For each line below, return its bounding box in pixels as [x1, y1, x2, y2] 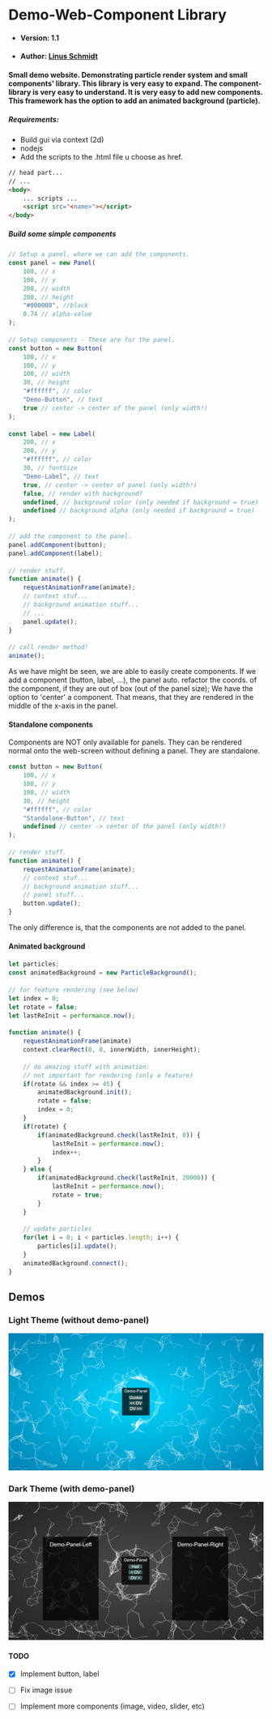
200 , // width [23, 284, 70, 292]
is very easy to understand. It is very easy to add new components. [32, 87, 263, 96]
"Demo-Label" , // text [23, 472, 100, 480]
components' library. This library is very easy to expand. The [8, 79, 218, 88]
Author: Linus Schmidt [19, 51, 99, 62]
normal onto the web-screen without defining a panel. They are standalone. [8, 746, 261, 756]
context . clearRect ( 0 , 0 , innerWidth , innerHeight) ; [23, 1046, 201, 1054]
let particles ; [8, 960, 60, 969]
